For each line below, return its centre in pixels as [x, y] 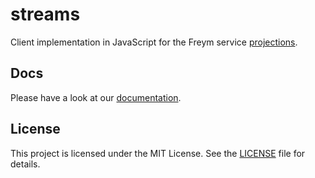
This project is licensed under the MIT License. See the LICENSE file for [158, 153]
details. [25, 164]
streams [45, 14]
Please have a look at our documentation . [96, 97]
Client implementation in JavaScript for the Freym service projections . [154, 42]
